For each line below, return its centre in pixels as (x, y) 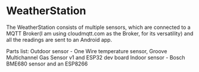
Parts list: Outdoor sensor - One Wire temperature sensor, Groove (87, 51)
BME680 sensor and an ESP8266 (47, 64)
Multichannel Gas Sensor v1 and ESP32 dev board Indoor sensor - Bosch (96, 57)
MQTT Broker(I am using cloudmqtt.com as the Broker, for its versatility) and (100, 33)
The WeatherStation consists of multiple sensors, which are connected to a (98, 27)
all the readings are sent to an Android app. (59, 40)
